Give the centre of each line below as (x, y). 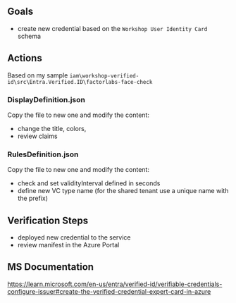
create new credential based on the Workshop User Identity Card (112, 28)
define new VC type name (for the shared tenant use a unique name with (123, 191)
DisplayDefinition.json (46, 99)
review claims (37, 136)
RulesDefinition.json (43, 154)
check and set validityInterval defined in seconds (89, 183)
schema (29, 36)
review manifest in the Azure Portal (68, 245)
